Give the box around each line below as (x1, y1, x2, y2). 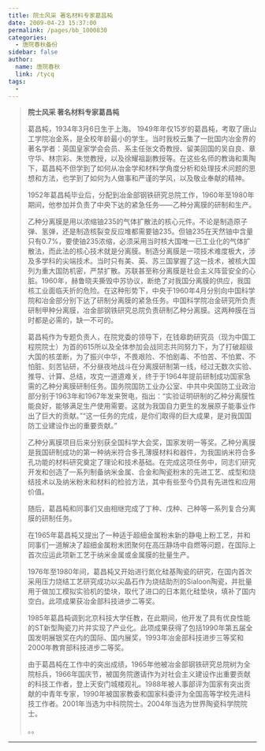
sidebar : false (8, 48, 58, 56)
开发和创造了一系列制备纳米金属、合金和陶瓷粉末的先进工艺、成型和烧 (27, 467, 256, 477)
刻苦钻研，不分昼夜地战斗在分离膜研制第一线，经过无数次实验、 (48, 362, 256, 372)
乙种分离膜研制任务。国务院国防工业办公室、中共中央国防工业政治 (41, 382, 256, 391)
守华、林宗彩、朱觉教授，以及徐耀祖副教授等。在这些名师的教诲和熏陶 (27, 154, 256, 163)
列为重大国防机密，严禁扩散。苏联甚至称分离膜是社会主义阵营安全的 (27, 266, 249, 276)
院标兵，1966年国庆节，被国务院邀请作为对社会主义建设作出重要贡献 (27, 670, 251, 679)
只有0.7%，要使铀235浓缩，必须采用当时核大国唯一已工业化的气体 (27, 237, 244, 246)
